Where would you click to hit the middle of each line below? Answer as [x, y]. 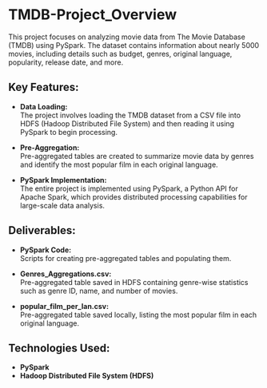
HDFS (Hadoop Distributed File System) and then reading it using [127, 123]
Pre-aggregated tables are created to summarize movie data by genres [137, 156]
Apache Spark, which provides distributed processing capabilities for [133, 196]
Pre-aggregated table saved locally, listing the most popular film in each [138, 315]
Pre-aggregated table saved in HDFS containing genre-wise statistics [134, 282]
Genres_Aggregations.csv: [66, 274]
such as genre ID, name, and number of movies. [99, 291]
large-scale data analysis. [62, 205]
